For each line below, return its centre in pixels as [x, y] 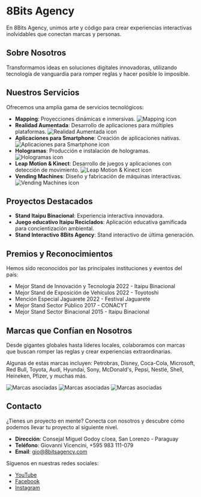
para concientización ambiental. [54, 229]
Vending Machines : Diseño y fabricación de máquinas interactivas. [98, 176]
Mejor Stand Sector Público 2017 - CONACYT [71, 306]
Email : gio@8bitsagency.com [51, 451]
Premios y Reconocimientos [60, 254]
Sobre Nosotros [36, 53]
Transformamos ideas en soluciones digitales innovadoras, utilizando [91, 67]
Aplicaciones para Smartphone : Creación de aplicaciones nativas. [98, 138]
